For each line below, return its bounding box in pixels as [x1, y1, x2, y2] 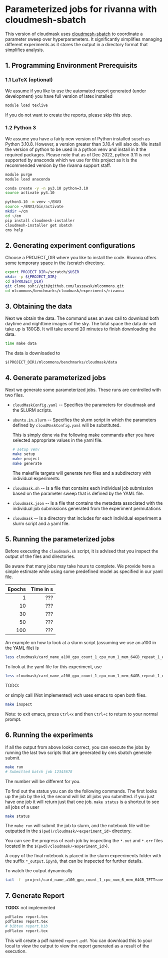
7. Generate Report [5, 891, 65, 900]
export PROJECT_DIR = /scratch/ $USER [5, 270, 79, 275]
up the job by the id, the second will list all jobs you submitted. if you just [5, 793, 155, 799]
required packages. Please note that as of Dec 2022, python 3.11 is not [5, 151, 150, 157]
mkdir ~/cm [5, 209, 28, 214]
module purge [5, 172, 32, 177]
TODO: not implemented [5, 905, 56, 911]
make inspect [5, 702, 32, 707]
